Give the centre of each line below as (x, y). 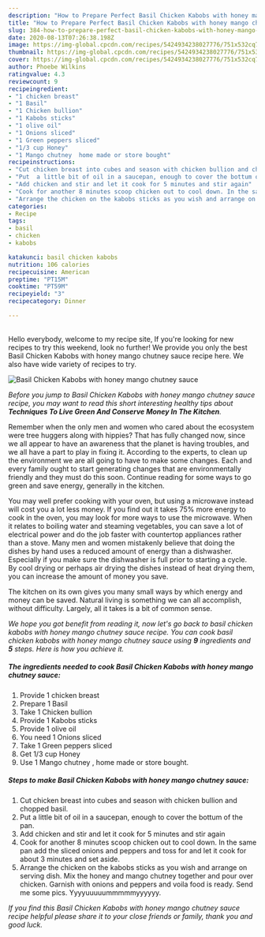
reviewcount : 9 (33, 81)
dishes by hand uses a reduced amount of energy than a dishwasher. (120, 551)
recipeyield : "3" (37, 294)
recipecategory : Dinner (47, 302)
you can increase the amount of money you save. (88, 576)
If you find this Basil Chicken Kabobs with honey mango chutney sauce (124, 908)
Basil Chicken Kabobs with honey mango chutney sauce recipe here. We (126, 355)
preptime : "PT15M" (38, 279)
